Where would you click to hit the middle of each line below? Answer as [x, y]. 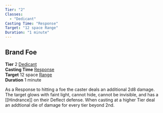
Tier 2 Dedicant [21, 64]
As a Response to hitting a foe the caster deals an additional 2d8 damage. [80, 89]
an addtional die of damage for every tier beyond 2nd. [60, 105]
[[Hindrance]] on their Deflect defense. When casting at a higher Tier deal [80, 100]
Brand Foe [21, 52]
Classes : [14, 14]
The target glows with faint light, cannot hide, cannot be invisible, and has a [82, 94]
